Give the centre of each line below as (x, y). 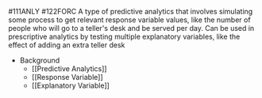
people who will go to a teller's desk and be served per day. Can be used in (131, 28)
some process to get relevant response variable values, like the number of (130, 20)
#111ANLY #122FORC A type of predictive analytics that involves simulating (131, 11)
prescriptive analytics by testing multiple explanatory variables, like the (124, 36)
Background (40, 60)
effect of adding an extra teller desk (67, 45)
